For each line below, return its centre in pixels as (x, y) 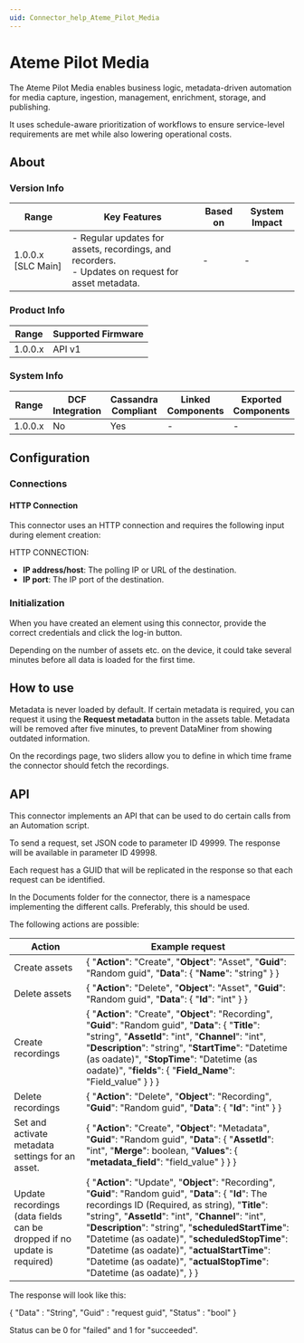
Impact (267, 222)
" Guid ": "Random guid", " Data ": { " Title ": (173, 1026)
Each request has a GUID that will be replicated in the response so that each (151, 870)
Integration (77, 411)
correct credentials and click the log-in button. (96, 632)
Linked (195, 399)
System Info (37, 376)
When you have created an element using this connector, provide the (138, 623)
